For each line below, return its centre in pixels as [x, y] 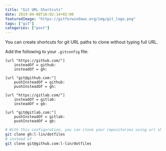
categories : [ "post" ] [27, 28]
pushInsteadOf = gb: [35, 121]
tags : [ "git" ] [20, 23]
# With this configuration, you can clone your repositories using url [80, 130]
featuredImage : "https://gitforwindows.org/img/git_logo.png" [70, 19]
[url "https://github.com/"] [35, 61]
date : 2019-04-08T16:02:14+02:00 [40, 14]
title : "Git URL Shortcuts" [34, 10]
